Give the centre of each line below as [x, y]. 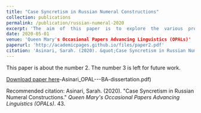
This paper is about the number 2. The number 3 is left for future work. [93, 68]
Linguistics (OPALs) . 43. [36, 103]
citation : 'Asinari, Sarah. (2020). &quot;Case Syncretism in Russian [96, 51]
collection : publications [38, 17]
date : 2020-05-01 [28, 34]
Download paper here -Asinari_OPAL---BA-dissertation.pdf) [79, 79]
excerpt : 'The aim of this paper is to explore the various [95, 28]
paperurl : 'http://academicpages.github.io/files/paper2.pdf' [85, 45]
